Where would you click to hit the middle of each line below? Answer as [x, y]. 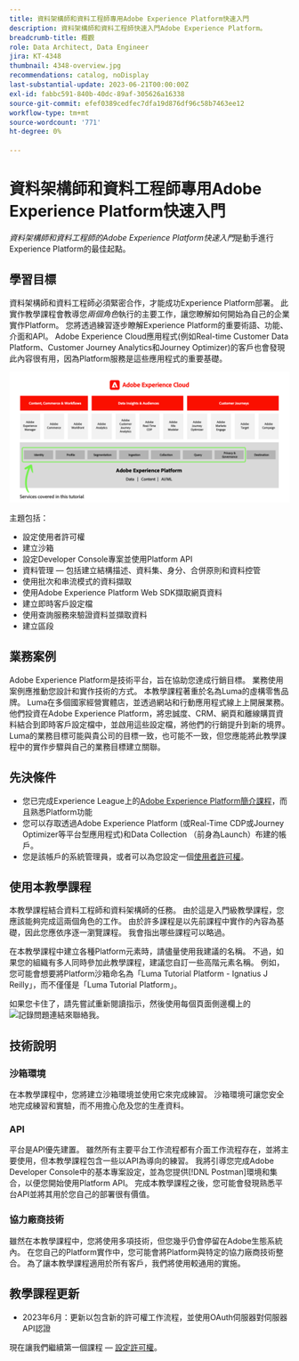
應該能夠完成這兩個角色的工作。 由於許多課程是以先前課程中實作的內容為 [143, 922]
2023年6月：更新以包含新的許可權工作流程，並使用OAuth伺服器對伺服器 [155, 1317]
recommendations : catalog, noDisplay [79, 76]
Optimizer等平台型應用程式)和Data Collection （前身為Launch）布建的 [150, 834]
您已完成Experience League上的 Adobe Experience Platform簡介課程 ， [151, 800]
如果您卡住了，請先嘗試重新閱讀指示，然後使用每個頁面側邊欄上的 [130, 1004]
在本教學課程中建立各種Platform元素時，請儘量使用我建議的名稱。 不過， [143, 951]
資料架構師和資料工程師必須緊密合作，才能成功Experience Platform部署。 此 [149, 302]
